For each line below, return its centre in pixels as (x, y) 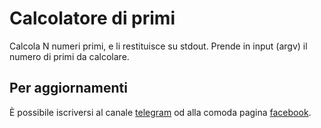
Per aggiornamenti (68, 88)
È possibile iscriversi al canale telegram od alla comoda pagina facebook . (160, 112)
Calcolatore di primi (92, 18)
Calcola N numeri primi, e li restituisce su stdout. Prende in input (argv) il (158, 46)
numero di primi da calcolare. (69, 56)
